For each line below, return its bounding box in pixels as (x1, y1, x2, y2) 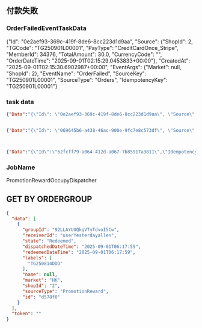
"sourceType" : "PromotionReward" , (22, 288, 109, 294)
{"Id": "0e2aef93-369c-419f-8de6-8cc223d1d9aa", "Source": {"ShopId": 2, (6, 38, 194, 45)
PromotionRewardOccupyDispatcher (6, 176, 97, 184)
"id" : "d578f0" (22, 294, 61, 300)
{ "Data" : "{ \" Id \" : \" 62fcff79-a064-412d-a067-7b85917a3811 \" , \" (6, 149, 168, 155)
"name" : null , (22, 271, 58, 278)
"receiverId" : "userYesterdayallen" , (22, 232, 117, 239)
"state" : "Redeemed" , (22, 238, 77, 244)
